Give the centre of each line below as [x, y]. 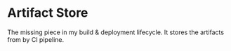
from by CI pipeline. [36, 39]
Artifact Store [48, 13]
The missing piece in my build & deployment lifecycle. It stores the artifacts [116, 32]
